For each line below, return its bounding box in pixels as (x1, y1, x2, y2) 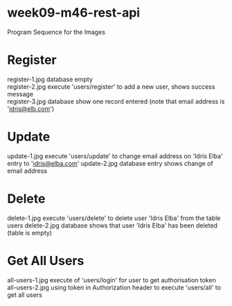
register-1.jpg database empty (7, 75, 93, 83)
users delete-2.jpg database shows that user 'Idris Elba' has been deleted (7, 221, 218, 230)
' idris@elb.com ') (7, 104, 55, 112)
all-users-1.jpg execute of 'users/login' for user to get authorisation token (7, 275, 216, 284)
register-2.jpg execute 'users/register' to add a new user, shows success (7, 82, 215, 91)
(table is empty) (7, 228, 53, 237)
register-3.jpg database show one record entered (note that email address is (7, 97, 225, 105)
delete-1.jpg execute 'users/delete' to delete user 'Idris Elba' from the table (7, 214, 221, 222)
